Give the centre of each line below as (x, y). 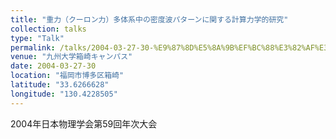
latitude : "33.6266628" (60, 85)
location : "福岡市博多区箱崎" (67, 76)
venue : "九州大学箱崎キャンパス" (71, 57)
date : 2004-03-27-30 (53, 66)
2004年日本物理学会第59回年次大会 (84, 123)
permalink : (33, 47)
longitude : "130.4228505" (64, 94)
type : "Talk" (37, 38)
